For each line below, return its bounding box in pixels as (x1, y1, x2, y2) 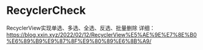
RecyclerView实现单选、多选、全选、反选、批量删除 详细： (6, 24, 155, 31)
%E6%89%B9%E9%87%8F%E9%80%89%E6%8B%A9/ (6, 37, 152, 45)
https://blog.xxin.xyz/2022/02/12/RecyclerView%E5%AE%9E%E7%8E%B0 (6, 31, 197, 38)
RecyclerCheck (6, 4, 86, 17)
